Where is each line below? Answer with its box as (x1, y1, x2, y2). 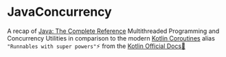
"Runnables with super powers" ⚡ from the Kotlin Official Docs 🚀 (7, 42, 185, 50)
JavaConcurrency (7, 4, 112, 20)
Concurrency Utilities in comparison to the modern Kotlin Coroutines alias (7, 34, 215, 42)
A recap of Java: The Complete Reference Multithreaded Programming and (7, 27, 220, 35)
